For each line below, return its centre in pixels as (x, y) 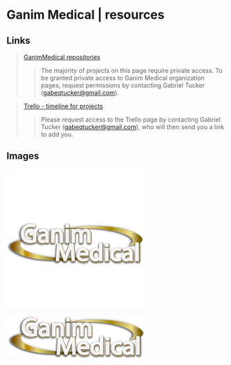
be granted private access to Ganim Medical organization (123, 78)
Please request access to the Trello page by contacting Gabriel (131, 119)
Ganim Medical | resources (85, 15)
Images (23, 156)
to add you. (57, 134)
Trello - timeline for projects (63, 106)
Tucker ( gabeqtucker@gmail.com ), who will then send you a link (132, 127)
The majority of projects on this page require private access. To (131, 70)
